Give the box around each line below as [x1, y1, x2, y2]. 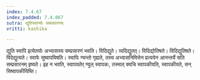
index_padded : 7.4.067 [6, 14, 64, 20]
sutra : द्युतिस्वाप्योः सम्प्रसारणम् [6, 20, 64, 26]
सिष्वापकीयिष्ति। [6, 67, 38, 75]
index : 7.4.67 [6, 8, 42, 15]
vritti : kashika [6, 25, 47, 32]
